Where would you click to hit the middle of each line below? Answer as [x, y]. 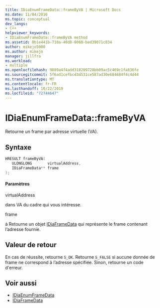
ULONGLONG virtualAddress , [46, 163]
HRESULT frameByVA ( [25, 159]
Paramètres [17, 184]
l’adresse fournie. [23, 229]
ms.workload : [19, 61]
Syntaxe [18, 147]
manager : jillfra [23, 56]
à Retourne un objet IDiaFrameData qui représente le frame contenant [77, 224]
